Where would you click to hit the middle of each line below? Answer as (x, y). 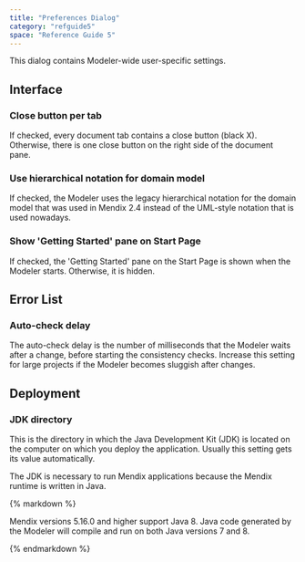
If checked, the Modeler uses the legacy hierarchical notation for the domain (153, 198)
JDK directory (41, 419)
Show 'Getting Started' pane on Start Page (106, 241)
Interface (36, 89)
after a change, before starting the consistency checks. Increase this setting (152, 355)
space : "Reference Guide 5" (63, 35)
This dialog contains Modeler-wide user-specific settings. (117, 61)
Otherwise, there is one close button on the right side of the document (142, 145)
